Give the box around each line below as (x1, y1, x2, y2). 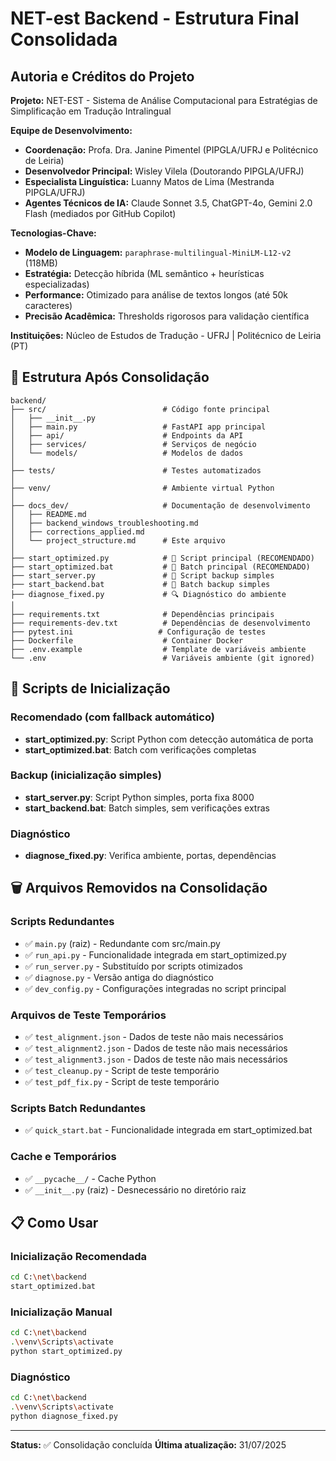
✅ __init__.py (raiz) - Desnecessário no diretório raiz (24, 1183, 247, 1196)
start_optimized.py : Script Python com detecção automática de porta (24, 733, 314, 745)
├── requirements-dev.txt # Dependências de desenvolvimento (10, 618, 311, 628)
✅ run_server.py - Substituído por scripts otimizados (24, 960, 244, 972)
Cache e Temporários (10, 1150, 117, 1164)
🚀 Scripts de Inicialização (10, 680, 171, 697)
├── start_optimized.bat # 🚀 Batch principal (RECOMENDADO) (10, 562, 311, 572)
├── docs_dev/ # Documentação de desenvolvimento (10, 500, 311, 511)
